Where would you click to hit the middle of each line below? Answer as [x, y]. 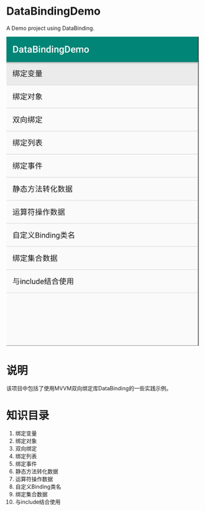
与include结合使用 [38, 502]
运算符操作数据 [34, 479]
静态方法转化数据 [37, 471]
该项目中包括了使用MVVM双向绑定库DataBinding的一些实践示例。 [89, 388]
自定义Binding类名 [38, 487]
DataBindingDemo [53, 11]
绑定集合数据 [31, 495]
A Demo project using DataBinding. [50, 28]
